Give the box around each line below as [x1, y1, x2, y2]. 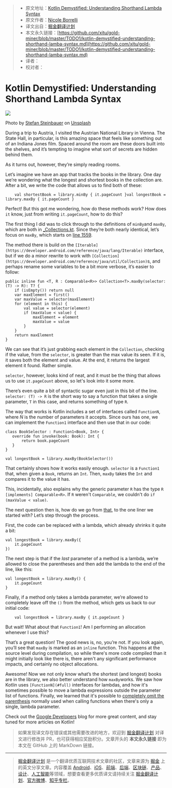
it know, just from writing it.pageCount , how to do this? [5, 211, 123, 217]
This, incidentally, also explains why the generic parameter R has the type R [5, 486, 164, 492]
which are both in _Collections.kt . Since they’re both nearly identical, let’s [5, 226, 160, 232]
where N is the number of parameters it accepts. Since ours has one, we [5, 414, 158, 420]
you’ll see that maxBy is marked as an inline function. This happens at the [5, 645, 160, 651]
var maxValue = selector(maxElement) [14, 296, 95, 302]
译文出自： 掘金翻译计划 [25, 23, 75, 29]
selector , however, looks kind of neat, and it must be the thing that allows [5, 372, 161, 378]
